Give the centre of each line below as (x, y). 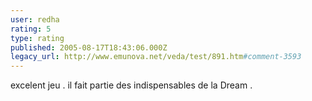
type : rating (37, 38)
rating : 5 (31, 29)
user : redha (35, 19)
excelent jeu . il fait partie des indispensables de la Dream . (131, 85)
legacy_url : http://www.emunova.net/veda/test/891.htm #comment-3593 (156, 57)
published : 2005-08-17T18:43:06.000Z (89, 47)
